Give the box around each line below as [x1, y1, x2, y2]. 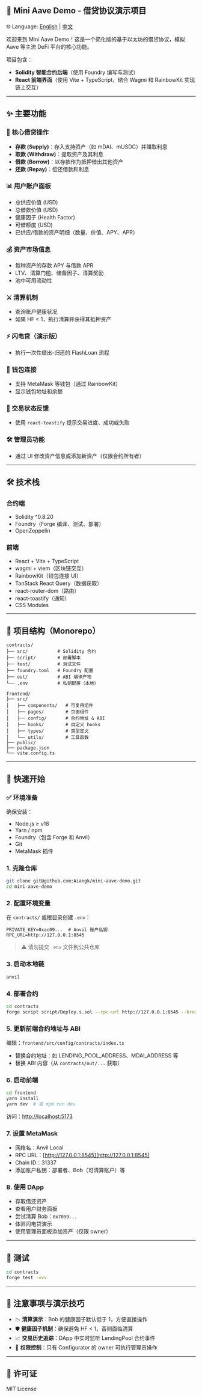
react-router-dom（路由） [14, 587, 80, 594]
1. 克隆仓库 [6, 864, 37, 872]
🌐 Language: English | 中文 [6, 23, 73, 30]
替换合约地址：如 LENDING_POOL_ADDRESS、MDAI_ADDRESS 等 [14, 1051, 179, 1059]
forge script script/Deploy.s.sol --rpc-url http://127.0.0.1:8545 [6, 1009, 179, 1015]
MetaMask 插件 [14, 848, 54, 855]
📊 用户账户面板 [6, 182, 51, 191]
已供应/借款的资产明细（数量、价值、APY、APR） [14, 228, 138, 236]
